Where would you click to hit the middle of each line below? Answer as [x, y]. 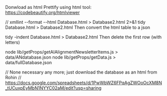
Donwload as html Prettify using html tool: [48, 7]
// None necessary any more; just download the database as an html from [81, 72]
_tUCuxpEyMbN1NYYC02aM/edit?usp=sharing [53, 88]
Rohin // [13, 77]
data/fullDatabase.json [29, 62]
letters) [13, 42]
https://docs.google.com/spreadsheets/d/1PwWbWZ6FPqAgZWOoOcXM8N [83, 83]
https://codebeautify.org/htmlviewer [43, 12]
